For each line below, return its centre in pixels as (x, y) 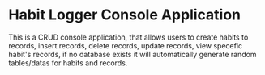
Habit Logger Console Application (125, 15)
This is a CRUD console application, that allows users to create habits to (128, 37)
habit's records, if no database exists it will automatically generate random (132, 54)
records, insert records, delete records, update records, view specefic (126, 45)
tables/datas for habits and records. (68, 63)
